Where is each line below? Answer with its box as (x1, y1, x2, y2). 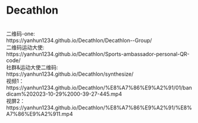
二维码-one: (6, 30, 36, 37)
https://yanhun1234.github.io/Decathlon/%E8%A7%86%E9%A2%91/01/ (6, 84, 183, 91)
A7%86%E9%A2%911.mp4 (6, 110, 73, 117)
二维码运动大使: (6, 44, 45, 51)
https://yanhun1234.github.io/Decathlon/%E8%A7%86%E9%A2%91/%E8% (6, 104, 192, 111)
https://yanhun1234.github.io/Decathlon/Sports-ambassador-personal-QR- (6, 50, 190, 57)
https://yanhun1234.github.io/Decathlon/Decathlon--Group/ (6, 37, 152, 44)
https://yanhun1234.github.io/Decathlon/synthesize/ (6, 70, 134, 77)
